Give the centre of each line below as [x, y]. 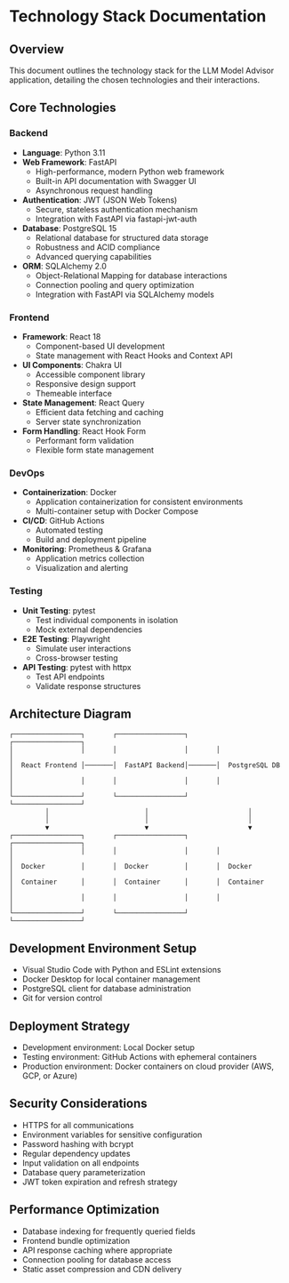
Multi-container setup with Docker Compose [116, 511]
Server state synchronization [88, 421]
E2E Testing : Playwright [66, 638]
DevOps [27, 473]
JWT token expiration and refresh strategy [100, 1182]
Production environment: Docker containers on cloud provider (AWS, [148, 1066]
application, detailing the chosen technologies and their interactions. [135, 80]
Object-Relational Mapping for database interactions [131, 275]
